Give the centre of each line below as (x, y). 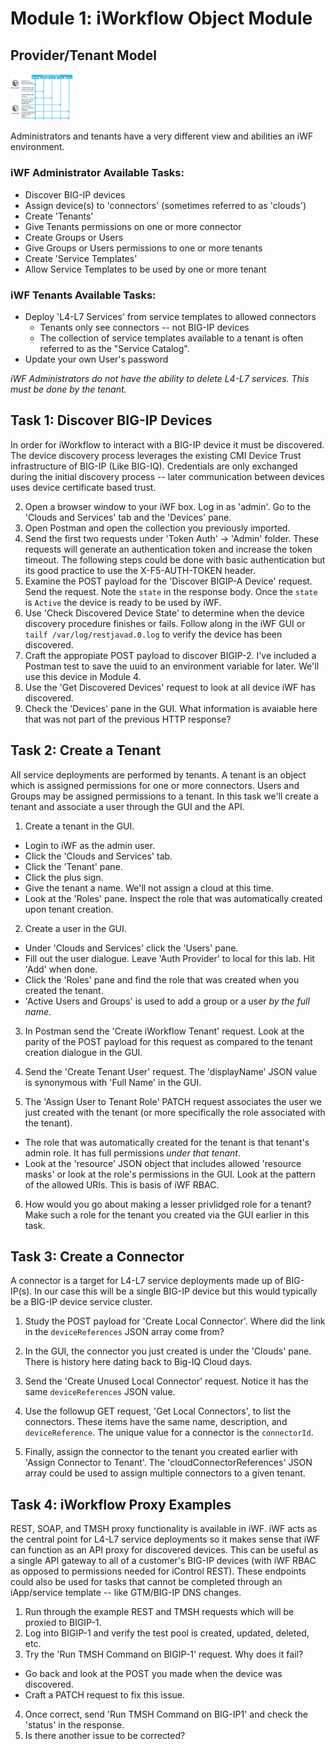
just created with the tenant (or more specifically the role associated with (175, 1112)
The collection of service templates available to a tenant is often (171, 338)
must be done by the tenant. (68, 389)
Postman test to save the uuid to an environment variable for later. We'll (172, 666)
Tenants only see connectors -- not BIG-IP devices (144, 327)
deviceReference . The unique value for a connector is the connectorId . (169, 1433)
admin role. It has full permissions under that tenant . (132, 1153)
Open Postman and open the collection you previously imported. (157, 528)
